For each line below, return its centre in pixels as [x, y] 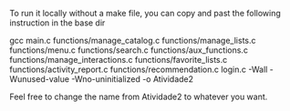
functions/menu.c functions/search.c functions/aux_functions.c [129, 50]
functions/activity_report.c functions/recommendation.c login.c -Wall [139, 69]
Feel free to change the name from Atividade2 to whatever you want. [139, 96]
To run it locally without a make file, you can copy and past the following [145, 13]
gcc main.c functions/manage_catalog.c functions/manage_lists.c [133, 40]
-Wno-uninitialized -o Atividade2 [133, 79]
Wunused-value [40, 79]
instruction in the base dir [57, 23]
